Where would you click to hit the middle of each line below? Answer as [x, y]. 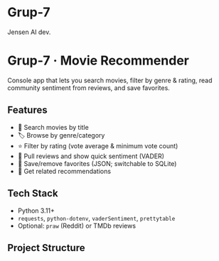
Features [27, 110]
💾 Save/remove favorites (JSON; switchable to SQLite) [97, 163]
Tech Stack [33, 193]
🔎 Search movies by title [53, 127]
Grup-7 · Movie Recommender [98, 61]
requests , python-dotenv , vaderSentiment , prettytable [96, 218]
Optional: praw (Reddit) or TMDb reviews [77, 226]
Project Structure [46, 248]
